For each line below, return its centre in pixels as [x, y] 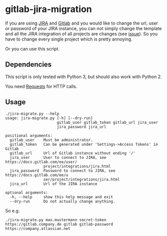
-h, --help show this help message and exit [61, 197]
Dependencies [28, 64]
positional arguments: [29, 136]
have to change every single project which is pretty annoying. [69, 39]
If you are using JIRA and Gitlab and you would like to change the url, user [82, 23]
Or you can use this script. [33, 49]
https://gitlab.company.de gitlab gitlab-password [59, 224]
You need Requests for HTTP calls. [41, 86]
